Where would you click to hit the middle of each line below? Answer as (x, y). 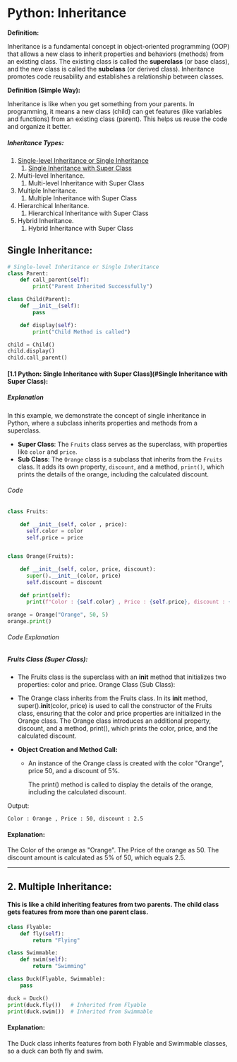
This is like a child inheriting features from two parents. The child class (113, 905)
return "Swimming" (60, 966)
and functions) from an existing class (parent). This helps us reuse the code (117, 119)
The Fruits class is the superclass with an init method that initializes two (122, 677)
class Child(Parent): (39, 299)
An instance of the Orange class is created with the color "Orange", (126, 763)
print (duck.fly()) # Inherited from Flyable (77, 1005)
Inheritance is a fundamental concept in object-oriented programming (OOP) (119, 46)
